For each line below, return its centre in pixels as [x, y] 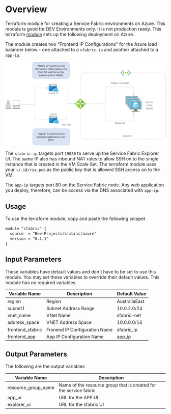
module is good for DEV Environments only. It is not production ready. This [83, 29]
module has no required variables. [41, 282]
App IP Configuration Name [75, 337]
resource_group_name [31, 388]
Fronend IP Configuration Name [80, 329]
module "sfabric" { [26, 229]
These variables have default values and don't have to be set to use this [81, 271]
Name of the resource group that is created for [107, 385]
